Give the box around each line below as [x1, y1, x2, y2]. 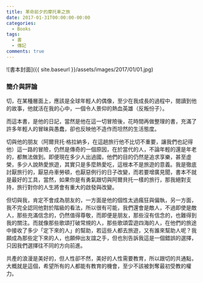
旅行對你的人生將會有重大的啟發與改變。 [16, 184, 118, 191]
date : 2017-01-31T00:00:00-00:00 [6, 15, 91, 21]
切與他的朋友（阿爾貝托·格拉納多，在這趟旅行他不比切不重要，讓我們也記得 [6, 138, 193, 145]
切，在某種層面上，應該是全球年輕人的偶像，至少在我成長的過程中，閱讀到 [6, 98, 192, 105]
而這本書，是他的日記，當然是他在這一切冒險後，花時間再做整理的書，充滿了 [6, 118, 197, 125]
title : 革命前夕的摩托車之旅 [6, 8, 71, 15]
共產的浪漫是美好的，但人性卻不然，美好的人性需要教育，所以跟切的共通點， [6, 255, 197, 262]
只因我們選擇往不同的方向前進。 [6, 242, 86, 249]
